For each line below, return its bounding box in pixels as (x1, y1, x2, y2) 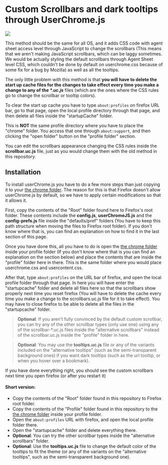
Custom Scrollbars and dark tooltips (5, 4, 158, 15)
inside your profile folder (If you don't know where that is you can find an (5, 249, 155, 255)
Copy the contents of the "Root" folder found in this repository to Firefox (12, 395, 161, 401)
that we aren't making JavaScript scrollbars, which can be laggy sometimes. (5, 51, 162, 57)
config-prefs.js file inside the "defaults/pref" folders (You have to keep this (5, 217, 161, 223)
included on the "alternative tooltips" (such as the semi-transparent (17, 347, 156, 353)
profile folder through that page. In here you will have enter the (5, 280, 134, 286)
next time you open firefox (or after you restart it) (5, 372, 106, 379)
